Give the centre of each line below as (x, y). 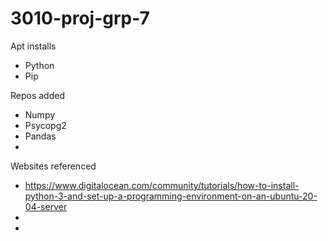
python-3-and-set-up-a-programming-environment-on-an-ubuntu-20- (171, 196)
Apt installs (33, 46)
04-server (46, 206)
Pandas (40, 136)
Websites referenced (53, 166)
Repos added (38, 95)
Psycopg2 (45, 125)
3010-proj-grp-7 (80, 18)
